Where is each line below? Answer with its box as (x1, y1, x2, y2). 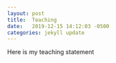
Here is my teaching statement (7, 48, 95, 56)
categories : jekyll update (7, 29, 85, 36)
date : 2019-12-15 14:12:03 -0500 (7, 23, 110, 29)
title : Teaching (7, 16, 57, 23)
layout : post (7, 10, 45, 17)
